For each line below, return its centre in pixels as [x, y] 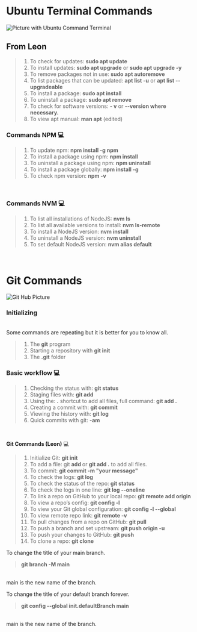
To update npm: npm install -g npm [74, 150]
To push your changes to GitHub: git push [82, 534]
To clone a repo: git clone [62, 541]
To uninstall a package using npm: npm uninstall [90, 163]
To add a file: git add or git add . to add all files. [88, 464]
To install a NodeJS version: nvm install [79, 232]
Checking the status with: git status [74, 388]
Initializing [22, 313]
